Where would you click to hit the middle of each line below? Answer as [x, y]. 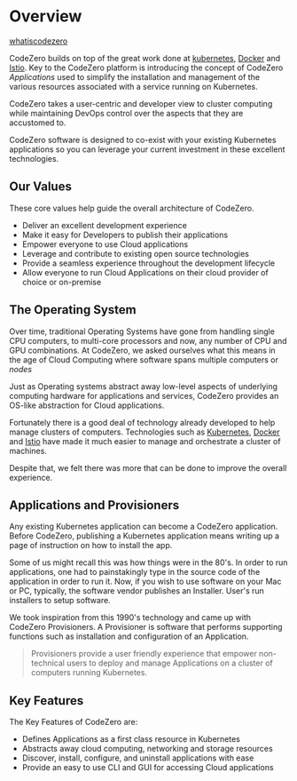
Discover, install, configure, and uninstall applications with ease [138, 758]
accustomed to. [38, 123]
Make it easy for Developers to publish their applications [125, 235]
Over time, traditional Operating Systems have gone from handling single [142, 331]
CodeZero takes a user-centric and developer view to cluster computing [141, 103]
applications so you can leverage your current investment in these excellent [147, 149]
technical [47, 663]
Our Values [41, 187]
